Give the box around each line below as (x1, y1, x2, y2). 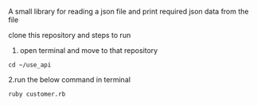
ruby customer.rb (8, 90, 66, 98)
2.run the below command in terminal (8, 75, 131, 84)
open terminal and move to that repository (19, 46, 158, 55)
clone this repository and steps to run (8, 31, 131, 40)
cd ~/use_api (8, 61, 52, 69)
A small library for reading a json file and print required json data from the (8, 7, 249, 16)
